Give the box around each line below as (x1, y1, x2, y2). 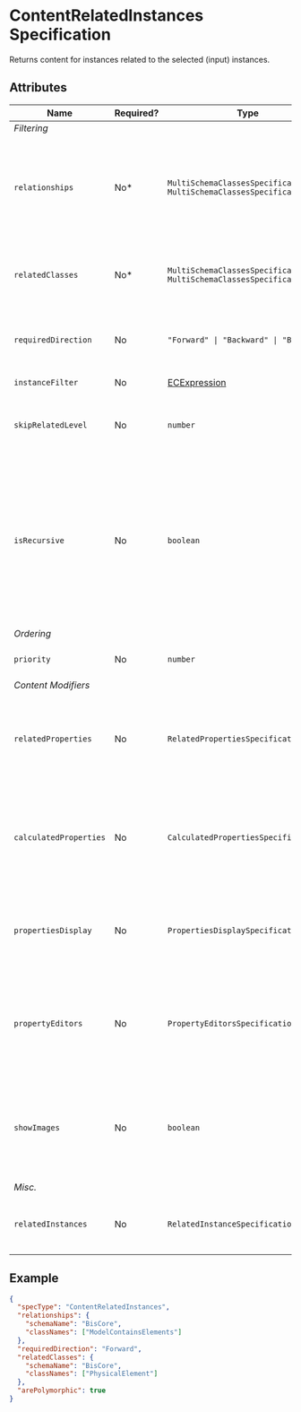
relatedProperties (13, 733, 92, 744)
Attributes (9, 80, 67, 95)
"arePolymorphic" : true (17, 1386, 106, 1395)
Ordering (13, 627, 52, 639)
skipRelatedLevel (13, 420, 88, 430)
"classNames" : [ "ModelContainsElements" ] (25, 1328, 182, 1337)
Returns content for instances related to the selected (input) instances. (9, 54, 271, 65)
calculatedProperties (13, 832, 106, 843)
